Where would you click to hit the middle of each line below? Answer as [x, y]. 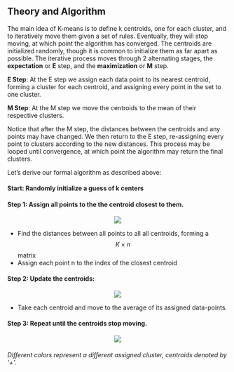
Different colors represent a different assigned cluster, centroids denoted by [117, 354]
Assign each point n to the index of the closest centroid [97, 263]
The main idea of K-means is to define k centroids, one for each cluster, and [117, 28]
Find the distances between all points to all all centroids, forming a [113, 233]
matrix [27, 255]
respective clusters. [36, 115]
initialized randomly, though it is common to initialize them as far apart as [112, 51]
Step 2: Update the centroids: [51, 279]
